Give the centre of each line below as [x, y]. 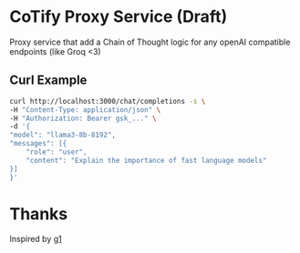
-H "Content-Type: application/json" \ [85, 110]
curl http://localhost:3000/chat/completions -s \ [108, 101]
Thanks [39, 213]
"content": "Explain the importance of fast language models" [146, 160]
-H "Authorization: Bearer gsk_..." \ [83, 118]
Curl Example [48, 81]
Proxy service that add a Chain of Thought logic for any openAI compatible [150, 42]
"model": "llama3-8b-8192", [63, 135]
